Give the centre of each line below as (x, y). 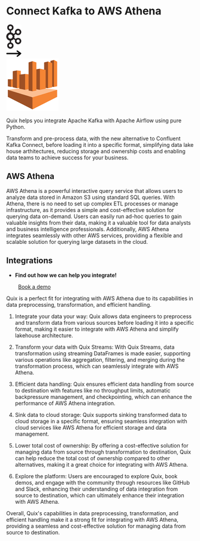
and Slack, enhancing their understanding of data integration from (96, 489)
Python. (16, 126)
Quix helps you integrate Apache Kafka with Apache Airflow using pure (94, 120)
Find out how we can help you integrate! (66, 275)
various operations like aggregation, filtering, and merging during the (100, 359)
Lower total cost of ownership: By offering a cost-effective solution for (101, 445)
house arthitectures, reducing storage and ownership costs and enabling (96, 151)
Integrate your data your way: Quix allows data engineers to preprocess (103, 316)
